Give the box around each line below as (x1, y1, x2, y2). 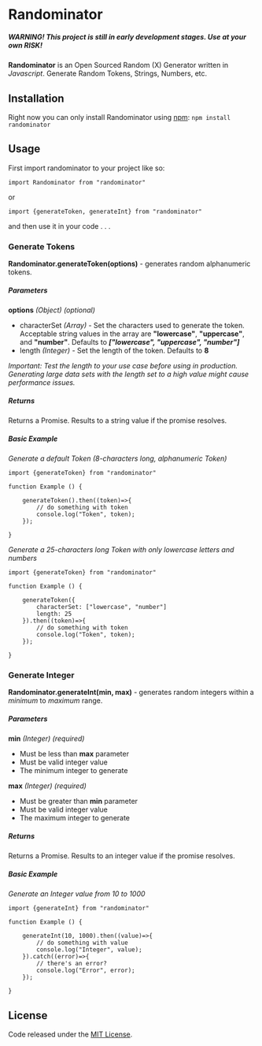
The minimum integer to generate (19, 766, 128, 775)
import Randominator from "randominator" (8, 178, 146, 186)
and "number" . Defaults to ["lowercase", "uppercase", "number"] (19, 338, 240, 347)
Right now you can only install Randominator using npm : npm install (8, 112, 231, 121)
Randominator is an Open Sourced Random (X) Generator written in (8, 61, 229, 70)
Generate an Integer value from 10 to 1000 (8, 889, 146, 898)
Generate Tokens (8, 241, 76, 252)
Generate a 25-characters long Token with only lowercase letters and (8, 544, 234, 554)
